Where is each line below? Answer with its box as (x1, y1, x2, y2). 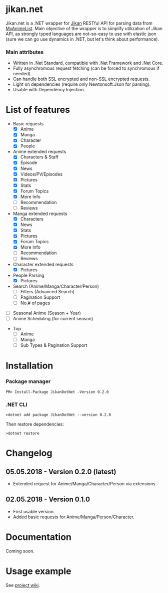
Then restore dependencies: (5, 421, 64, 427)
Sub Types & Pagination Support (20, 342, 87, 348)
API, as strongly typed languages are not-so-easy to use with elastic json (5, 31, 156, 37)
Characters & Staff (20, 154, 59, 160)
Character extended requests (12, 261, 74, 267)
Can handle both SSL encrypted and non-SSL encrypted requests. (12, 76, 150, 82)
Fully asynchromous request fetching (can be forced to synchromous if (12, 65, 159, 71)
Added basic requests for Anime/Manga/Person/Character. (12, 514, 134, 520)
